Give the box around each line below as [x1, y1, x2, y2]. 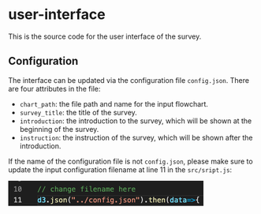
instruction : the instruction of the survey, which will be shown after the [19, 133, 254, 142]
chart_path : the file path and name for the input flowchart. [19, 99, 209, 108]
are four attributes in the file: [8, 84, 101, 93]
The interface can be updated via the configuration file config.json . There [8, 75, 250, 84]
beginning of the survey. [19, 124, 99, 133]
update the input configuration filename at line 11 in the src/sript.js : [8, 164, 233, 175]
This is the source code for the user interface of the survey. [8, 32, 202, 41]
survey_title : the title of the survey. [19, 107, 138, 117]
